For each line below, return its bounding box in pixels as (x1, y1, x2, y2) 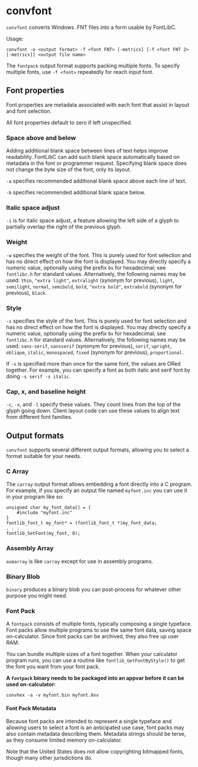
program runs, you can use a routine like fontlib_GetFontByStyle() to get (6, 657, 185, 664)
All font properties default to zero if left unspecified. (6, 119, 132, 126)
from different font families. (6, 414, 73, 421)
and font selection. (6, 108, 52, 115)
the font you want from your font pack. (6, 663, 100, 670)
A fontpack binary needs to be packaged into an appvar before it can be (6, 675, 184, 682)
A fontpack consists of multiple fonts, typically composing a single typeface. (6, 620, 192, 628)
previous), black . (6, 289, 47, 296)
